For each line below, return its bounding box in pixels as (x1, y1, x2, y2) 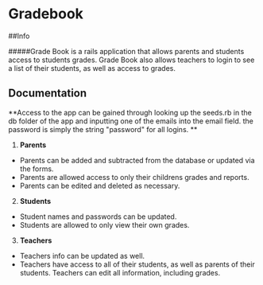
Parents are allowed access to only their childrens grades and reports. (19, 172, 249, 182)
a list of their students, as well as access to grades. (8, 63, 176, 72)
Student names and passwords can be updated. (19, 212, 177, 221)
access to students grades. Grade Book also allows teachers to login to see (8, 55, 255, 64)
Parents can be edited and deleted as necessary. (19, 181, 180, 190)
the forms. (19, 164, 54, 174)
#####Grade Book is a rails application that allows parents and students (8, 46, 245, 56)
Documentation (8, 87, 87, 100)
